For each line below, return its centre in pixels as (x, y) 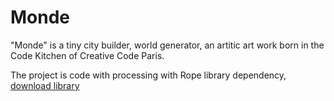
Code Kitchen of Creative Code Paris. (87, 55)
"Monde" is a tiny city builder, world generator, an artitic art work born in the (167, 45)
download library (45, 85)
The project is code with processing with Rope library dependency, (148, 75)
